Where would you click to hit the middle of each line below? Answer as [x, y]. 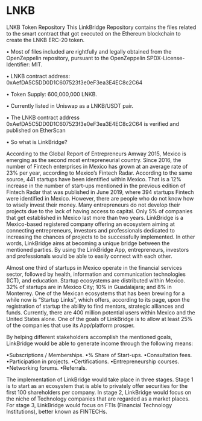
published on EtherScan [36, 130]
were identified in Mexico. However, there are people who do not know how [100, 198]
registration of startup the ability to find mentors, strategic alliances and [95, 306]
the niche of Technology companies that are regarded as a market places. [98, 399]
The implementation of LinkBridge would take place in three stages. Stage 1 [100, 379]
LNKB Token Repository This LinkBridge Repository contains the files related [101, 27]
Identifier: [18, 64]
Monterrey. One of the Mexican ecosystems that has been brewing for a [96, 293]
